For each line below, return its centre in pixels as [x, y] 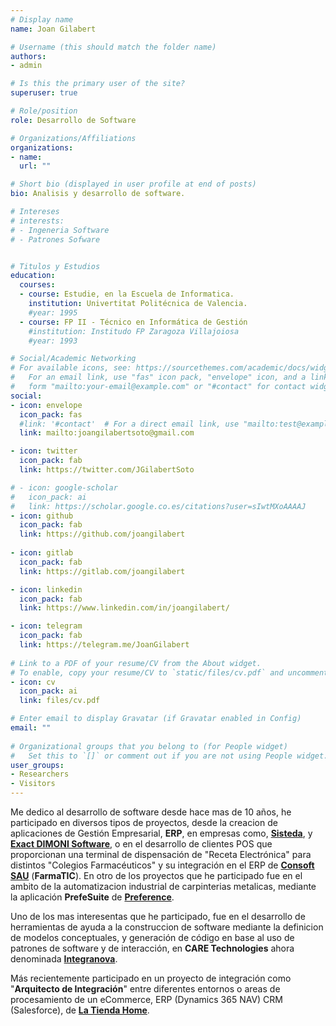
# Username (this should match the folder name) [113, 47]
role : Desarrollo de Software [73, 120]
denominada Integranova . [64, 959]
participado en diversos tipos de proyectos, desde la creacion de [144, 822]
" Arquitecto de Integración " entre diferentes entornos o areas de [145, 989]
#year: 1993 [53, 341]
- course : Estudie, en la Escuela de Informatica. [127, 294]
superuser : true [44, 93]
